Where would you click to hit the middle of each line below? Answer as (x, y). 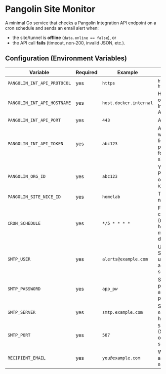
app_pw (110, 289)
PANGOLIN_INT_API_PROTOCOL (39, 83)
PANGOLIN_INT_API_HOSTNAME (39, 103)
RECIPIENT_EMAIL (27, 358)
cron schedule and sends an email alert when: (52, 28)
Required (87, 72)
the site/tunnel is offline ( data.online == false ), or (64, 38)
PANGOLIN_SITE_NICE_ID (34, 197)
